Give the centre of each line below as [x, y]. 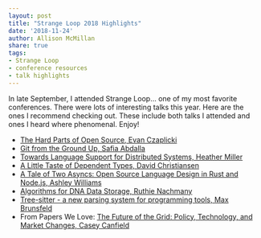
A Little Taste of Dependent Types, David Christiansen [109, 165]
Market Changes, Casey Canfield [75, 225]
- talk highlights [39, 76]
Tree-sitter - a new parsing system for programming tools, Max [124, 199]
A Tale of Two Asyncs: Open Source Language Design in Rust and [129, 174]
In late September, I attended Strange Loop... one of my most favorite [123, 98]
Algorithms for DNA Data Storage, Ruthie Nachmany [106, 191]
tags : [17, 53]
